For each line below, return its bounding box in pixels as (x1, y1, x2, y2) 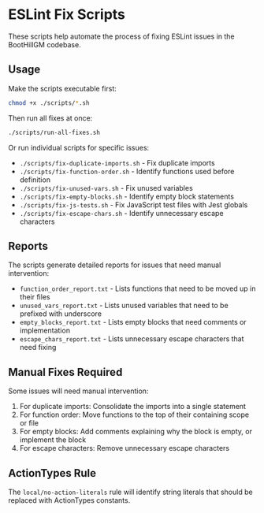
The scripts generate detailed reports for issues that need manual (8, 260, 221, 270)
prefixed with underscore (19, 309, 102, 318)
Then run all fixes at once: (8, 113, 93, 123)
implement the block (19, 435, 87, 444)
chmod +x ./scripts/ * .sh (8, 99, 90, 107)
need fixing (19, 343, 57, 352)
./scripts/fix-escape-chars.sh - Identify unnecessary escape (19, 208, 224, 217)
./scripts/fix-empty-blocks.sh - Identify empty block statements (19, 191, 235, 201)
